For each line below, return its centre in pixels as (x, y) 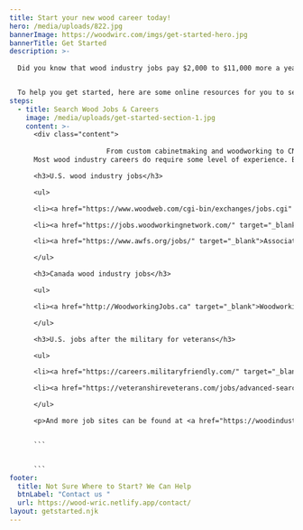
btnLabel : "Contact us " (64, 495)
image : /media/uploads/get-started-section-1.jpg (121, 118)
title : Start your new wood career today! (90, 18)
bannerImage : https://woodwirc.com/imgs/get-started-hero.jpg (129, 34)
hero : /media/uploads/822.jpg (66, 26)
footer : (24, 478)
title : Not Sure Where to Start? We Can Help (105, 486)
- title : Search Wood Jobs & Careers (88, 109)
